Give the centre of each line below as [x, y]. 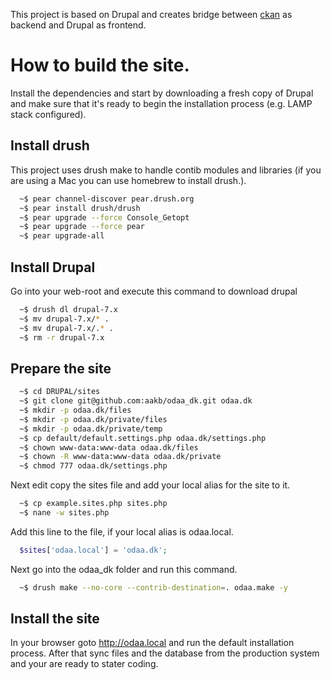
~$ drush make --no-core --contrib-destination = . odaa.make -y [153, 587]
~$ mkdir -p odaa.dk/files [75, 410]
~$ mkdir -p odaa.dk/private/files [93, 419]
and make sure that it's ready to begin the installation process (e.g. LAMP [161, 103]
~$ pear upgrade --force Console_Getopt [104, 217]
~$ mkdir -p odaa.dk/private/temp [91, 429]
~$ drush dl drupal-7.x [68, 309]
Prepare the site [61, 368]
